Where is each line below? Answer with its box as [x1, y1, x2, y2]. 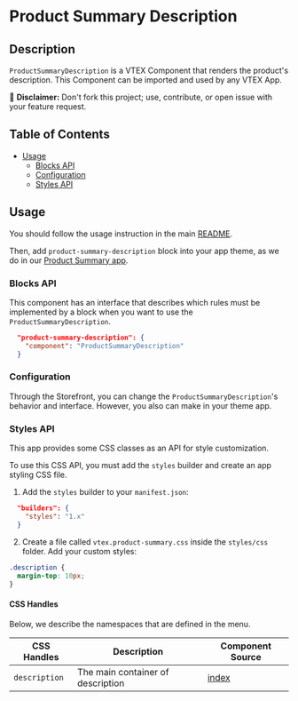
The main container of [76, 665, 169, 678]
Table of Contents [9, 127, 111, 142]
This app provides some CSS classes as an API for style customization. [9, 442, 269, 454]
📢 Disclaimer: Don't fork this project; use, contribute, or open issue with [9, 92, 273, 102]
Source [230, 650, 262, 663]
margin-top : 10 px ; [17, 571, 86, 580]
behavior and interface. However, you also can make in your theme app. [9, 400, 272, 410]
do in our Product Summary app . [9, 255, 129, 266]
